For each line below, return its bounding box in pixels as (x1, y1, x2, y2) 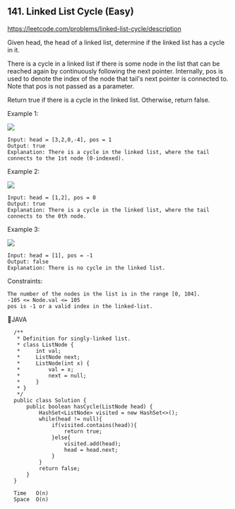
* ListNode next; (16, 353, 80, 361)
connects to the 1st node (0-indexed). (7, 155, 125, 162)
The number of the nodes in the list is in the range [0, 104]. (7, 290, 200, 298)
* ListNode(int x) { (16, 360, 90, 367)
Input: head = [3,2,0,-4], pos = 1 (7, 136, 112, 144)
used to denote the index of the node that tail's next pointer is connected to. (7, 74, 229, 83)
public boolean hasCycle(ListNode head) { (25, 403, 153, 410)
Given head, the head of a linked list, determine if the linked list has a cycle (7, 38, 225, 47)
